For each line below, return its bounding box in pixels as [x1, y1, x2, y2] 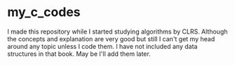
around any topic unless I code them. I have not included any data [7, 42, 198, 50]
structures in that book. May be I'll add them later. [7, 50, 151, 58]
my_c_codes [7, 4, 81, 20]
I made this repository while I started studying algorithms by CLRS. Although [7, 27, 228, 36]
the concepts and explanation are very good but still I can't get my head [7, 34, 215, 43]
